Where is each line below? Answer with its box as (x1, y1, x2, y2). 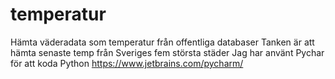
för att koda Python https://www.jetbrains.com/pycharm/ (10, 57, 244, 69)
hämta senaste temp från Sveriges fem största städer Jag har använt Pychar (10, 46, 325, 58)
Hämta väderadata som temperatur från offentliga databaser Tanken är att (10, 36, 315, 48)
